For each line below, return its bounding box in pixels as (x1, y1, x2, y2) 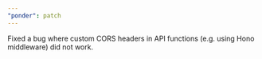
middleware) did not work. (7, 41, 93, 52)
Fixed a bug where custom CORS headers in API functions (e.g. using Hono (7, 33, 255, 43)
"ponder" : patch (7, 11, 61, 20)
